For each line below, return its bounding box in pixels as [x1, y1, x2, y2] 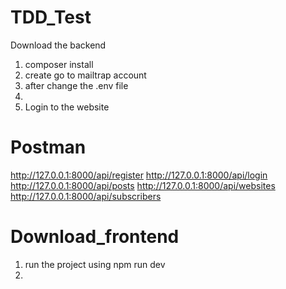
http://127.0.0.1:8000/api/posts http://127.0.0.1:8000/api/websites [10, 179, 276, 191]
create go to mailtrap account [24, 69, 147, 81]
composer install [24, 58, 94, 70]
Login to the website [24, 101, 110, 113]
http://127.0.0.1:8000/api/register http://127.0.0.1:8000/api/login [10, 169, 268, 181]
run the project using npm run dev [24, 258, 166, 270]
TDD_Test [10, 6, 92, 29]
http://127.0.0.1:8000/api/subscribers [10, 190, 162, 202]
